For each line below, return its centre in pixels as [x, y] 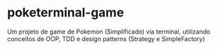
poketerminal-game [66, 13]
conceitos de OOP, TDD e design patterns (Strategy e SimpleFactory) [106, 38]
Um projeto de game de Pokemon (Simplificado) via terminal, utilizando [109, 32]
